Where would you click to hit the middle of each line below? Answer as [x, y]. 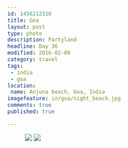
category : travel [33, 60]
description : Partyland [42, 40]
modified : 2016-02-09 [39, 53]
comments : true [30, 105]
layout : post [26, 27]
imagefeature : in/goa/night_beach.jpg [64, 99]
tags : [15, 66]
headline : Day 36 [33, 46]
